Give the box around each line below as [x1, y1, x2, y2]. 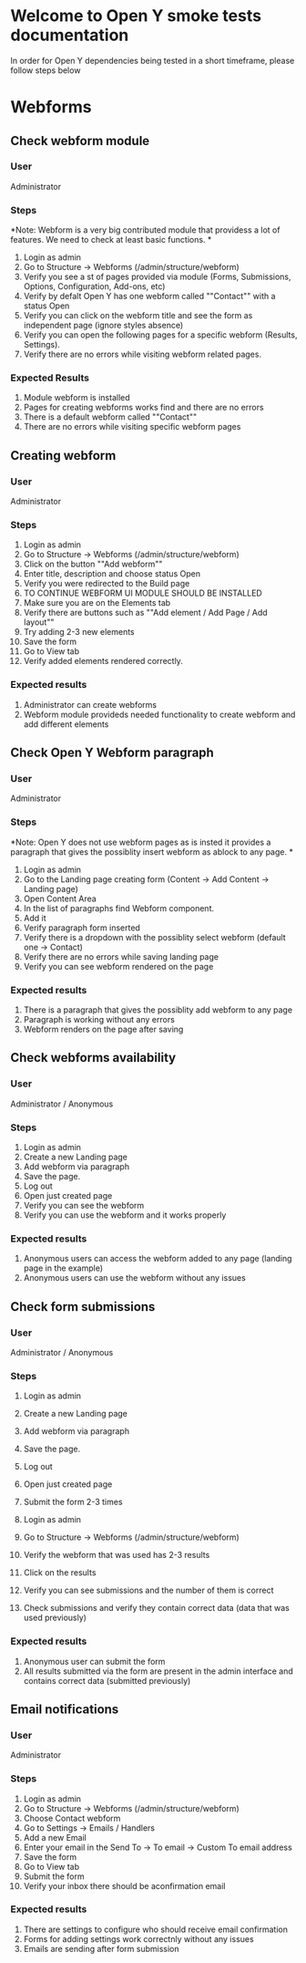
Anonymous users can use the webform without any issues [23, 1272, 247, 1283]
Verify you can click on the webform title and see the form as [23, 310, 253, 321]
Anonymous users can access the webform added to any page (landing [23, 1253, 292, 1264]
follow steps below [10, 65, 81, 76]
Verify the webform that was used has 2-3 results [23, 1550, 210, 1561]
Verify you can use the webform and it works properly [23, 1210, 227, 1220]
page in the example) [23, 1262, 104, 1273]
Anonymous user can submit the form [23, 1656, 166, 1667]
